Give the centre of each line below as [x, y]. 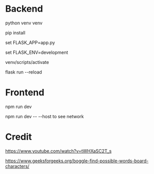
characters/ [17, 166]
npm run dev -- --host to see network [45, 116]
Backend [24, 9]
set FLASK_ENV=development [37, 52]
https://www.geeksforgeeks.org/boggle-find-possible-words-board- [77, 161]
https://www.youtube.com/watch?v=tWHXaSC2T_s [59, 151]
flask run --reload [24, 72]
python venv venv [24, 23]
